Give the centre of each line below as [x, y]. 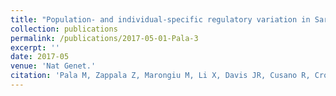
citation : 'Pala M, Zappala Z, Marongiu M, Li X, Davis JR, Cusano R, [160, 76]
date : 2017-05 [40, 57]
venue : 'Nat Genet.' [53, 66]
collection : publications [64, 29]
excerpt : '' [35, 47]
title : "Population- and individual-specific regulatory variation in [160, 19]
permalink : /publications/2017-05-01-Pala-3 [104, 38]
